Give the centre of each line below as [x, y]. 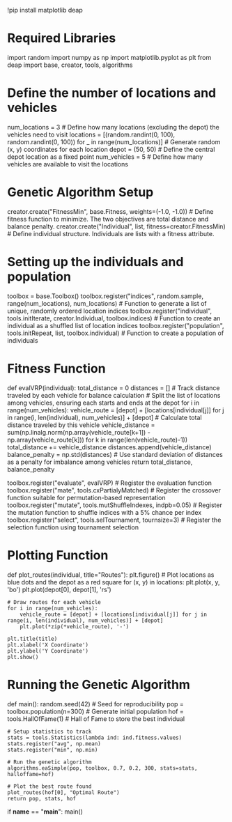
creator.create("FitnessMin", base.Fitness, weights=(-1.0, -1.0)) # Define [110, 211]
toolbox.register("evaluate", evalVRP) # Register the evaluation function [110, 483]
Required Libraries [62, 38]
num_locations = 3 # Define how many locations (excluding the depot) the [113, 127]
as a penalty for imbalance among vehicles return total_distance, [100, 462]
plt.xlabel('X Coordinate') [48, 645]
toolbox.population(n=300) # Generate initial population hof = [96, 711]
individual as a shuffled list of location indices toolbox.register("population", [116, 325]
